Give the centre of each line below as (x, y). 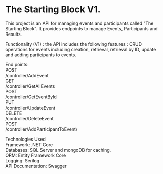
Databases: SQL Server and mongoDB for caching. (58, 150)
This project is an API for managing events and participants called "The (79, 23)
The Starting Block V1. (53, 9)
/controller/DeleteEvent (29, 118)
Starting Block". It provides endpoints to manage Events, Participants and (81, 28)
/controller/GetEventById (31, 97)
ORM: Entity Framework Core (36, 155)
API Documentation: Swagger (36, 166)
